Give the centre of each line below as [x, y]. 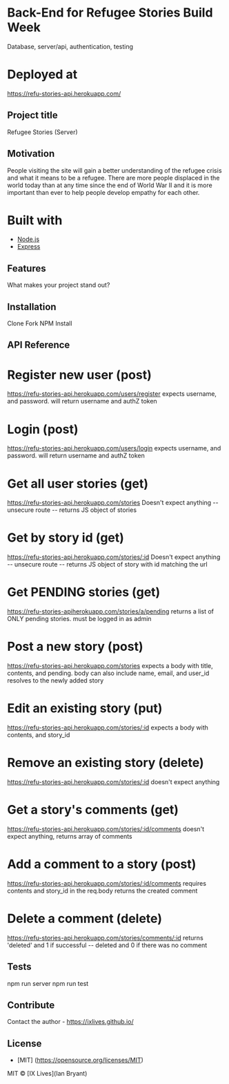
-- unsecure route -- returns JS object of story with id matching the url [108, 564]
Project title [33, 115]
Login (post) [43, 429]
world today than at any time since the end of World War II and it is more [110, 185]
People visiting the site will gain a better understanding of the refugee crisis [114, 170]
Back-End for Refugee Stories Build [110, 13]
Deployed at [42, 75]
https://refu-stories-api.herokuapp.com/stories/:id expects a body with [108, 728]
